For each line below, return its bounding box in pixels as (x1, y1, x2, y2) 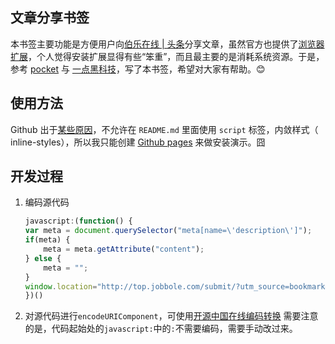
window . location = (24, 281, 98, 292)
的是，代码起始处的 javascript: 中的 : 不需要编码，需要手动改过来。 (24, 323, 298, 335)
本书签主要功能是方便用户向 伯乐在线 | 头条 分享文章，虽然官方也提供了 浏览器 (10, 38, 325, 50)
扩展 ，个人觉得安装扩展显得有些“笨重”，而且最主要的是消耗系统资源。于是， (10, 50, 325, 62)
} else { (24, 253, 62, 263)
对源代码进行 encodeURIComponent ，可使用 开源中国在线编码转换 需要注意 (24, 310, 319, 322)
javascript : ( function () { (24, 216, 133, 227)
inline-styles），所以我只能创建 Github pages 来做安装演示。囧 (10, 136, 266, 148)
